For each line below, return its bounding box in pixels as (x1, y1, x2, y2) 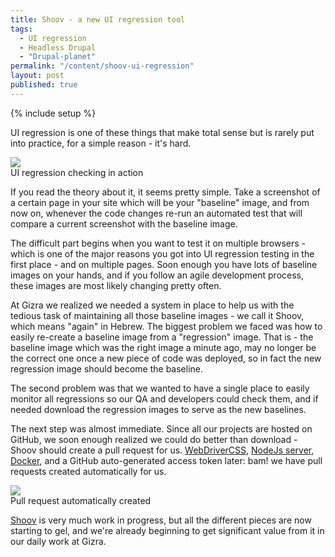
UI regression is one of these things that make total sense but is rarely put (10, 126, 315, 138)
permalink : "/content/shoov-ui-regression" (10, 61, 195, 71)
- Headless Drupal (19, 42, 97, 53)
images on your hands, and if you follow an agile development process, (10, 269, 305, 281)
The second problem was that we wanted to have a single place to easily (10, 382, 310, 394)
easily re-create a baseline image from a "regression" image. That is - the (10, 331, 314, 343)
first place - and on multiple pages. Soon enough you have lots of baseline (10, 258, 318, 270)
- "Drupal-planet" (19, 52, 97, 62)
